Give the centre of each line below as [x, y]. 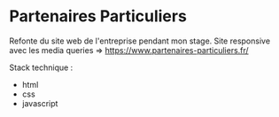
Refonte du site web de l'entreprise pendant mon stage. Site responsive [140, 41]
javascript [40, 103]
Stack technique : [41, 67]
